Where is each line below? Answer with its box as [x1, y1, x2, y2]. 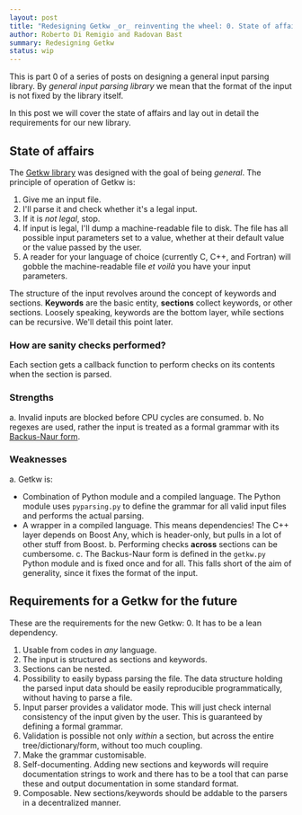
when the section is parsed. [9, 369, 112, 380]
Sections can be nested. [22, 663, 112, 674]
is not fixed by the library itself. [9, 91, 124, 102]
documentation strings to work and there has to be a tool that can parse [22, 768, 289, 779]
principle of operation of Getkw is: [9, 176, 137, 187]
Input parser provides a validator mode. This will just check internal [22, 702, 271, 713]
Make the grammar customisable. [22, 749, 147, 760]
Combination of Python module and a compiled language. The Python [22, 491, 281, 501]
